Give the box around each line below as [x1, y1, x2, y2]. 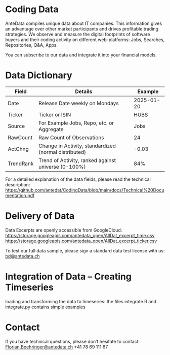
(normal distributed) [38, 148, 87, 155]
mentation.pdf [5, 192, 35, 199]
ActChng [8, 145, 29, 152]
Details [75, 88, 93, 95]
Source [8, 122, 25, 130]
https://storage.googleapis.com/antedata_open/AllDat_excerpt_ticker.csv [5, 238, 157, 244]
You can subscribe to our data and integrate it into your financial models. [5, 52, 157, 58]
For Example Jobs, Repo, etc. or [38, 119, 114, 126]
